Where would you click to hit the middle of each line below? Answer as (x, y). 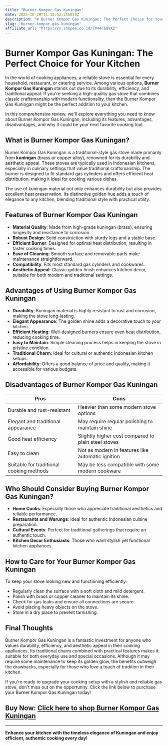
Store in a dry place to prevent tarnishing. (55, 612)
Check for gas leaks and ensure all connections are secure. (73, 601)
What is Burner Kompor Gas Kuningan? (67, 140)
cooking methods (28, 471)
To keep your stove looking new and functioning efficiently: (66, 581)
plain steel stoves (98, 442)
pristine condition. (31, 348)
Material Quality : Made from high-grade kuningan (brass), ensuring (82, 227)
